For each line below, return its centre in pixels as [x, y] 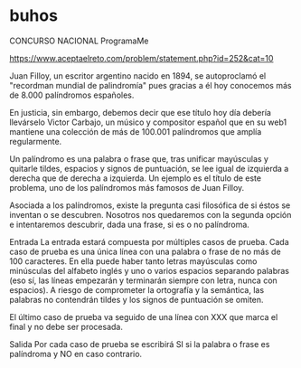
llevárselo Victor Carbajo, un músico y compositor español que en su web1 [148, 122]
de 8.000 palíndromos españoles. [72, 95]
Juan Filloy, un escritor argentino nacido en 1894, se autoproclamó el [138, 75]
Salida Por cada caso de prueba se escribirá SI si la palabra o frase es [140, 344]
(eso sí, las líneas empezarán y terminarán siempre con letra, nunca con [143, 280]
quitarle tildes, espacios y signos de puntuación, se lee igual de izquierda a [149, 168]
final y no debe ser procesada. [66, 326]
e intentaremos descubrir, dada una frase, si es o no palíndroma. [130, 224]
